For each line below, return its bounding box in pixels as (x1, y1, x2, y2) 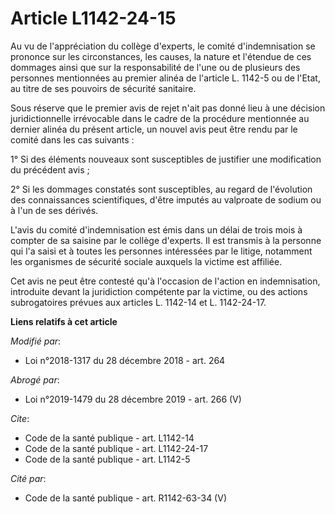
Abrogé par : (10, 373, 60, 386)
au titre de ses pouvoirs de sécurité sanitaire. (10, 82, 197, 94)
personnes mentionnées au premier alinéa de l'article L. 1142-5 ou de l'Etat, (10, 72, 321, 84)
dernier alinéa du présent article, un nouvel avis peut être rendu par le (10, 123, 298, 135)
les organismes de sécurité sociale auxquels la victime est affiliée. (10, 255, 283, 267)
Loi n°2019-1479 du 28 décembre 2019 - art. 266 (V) (24, 393, 242, 405)
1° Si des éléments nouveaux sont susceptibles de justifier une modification (10, 153, 322, 165)
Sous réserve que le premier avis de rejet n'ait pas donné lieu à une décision (10, 102, 326, 114)
